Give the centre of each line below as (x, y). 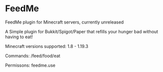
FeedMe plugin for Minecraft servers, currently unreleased (65, 22)
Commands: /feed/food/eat (33, 56)
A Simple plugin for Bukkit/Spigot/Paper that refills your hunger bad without (82, 31)
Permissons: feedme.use (30, 65)
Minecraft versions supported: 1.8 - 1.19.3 (47, 46)
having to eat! (19, 37)
